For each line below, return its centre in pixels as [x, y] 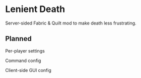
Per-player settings [25, 50]
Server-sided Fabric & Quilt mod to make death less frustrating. [71, 23]
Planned [18, 39]
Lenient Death [35, 9]
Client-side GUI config [28, 70]
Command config [23, 60]
